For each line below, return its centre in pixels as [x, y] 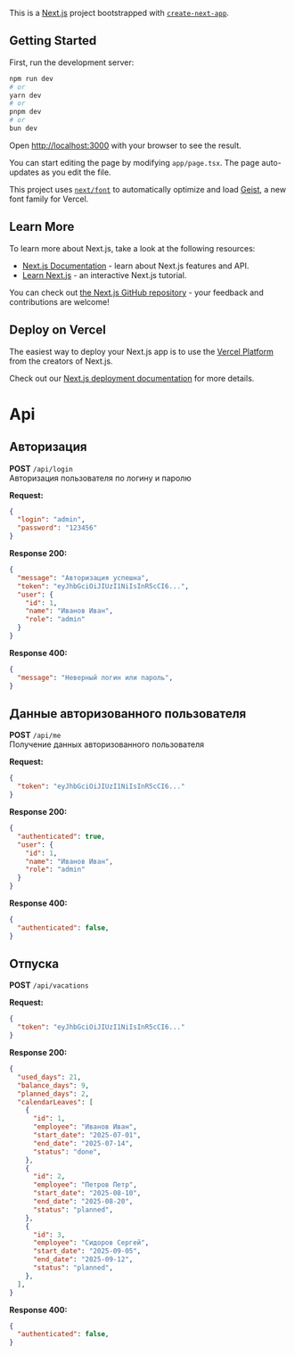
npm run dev [31, 78]
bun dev [24, 128]
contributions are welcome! [59, 301]
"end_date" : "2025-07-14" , [83, 1143]
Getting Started [53, 41]
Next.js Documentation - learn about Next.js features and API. [135, 266]
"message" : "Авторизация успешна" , [83, 578]
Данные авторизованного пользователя [128, 714]
